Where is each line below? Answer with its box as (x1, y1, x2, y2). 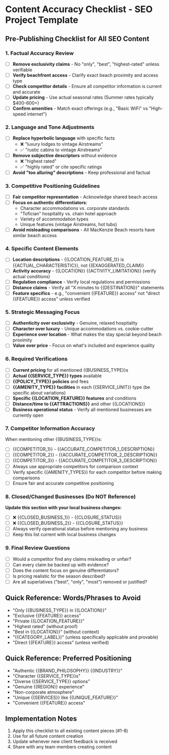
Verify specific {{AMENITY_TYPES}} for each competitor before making (12, 469, 162, 475)
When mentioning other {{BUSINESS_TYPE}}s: (5, 436, 102, 442)
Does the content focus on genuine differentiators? (12, 567, 119, 573)
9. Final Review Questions (5, 545, 70, 552)
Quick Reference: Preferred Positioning (5, 654, 132, 663)
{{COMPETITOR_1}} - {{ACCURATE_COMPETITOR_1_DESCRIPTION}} (12, 446, 155, 452)
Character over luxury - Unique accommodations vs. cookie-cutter (12, 326, 154, 332)
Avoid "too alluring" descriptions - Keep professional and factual (12, 169, 150, 175)
